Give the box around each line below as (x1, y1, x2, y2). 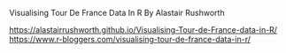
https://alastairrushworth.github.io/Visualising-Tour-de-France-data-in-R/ (9, 25, 277, 34)
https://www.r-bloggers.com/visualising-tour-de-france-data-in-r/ (9, 34, 251, 44)
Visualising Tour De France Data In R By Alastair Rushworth (9, 8, 225, 18)
